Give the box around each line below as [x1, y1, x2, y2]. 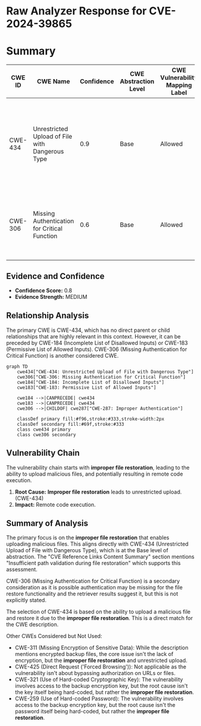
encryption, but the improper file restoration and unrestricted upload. [14, 657, 187, 664]
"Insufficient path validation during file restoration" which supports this [6, 559, 181, 567]
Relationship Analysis [6, 310, 89, 321]
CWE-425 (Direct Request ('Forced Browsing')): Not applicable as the [14, 663, 187, 670]
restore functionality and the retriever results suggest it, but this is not [6, 590, 178, 597]
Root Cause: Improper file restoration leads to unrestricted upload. [14, 488, 182, 495]
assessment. [6, 566, 38, 573]
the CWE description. [6, 621, 59, 628]
